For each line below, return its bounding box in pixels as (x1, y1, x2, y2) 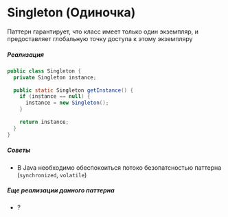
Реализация (7, 50, 45, 59)
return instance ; (19, 118, 69, 125)
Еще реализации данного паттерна (7, 186, 115, 194)
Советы (7, 146, 31, 155)
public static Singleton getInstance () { (13, 87, 134, 94)
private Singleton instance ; (13, 74, 97, 81)
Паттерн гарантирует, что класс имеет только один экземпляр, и (7, 27, 199, 36)
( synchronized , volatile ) (16, 170, 87, 179)
